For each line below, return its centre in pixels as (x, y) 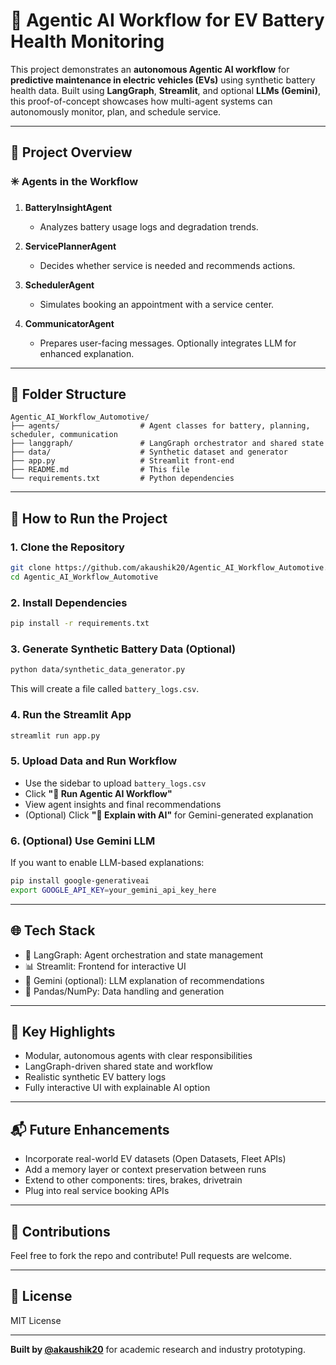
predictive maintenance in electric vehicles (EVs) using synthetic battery (163, 80)
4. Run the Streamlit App (71, 715)
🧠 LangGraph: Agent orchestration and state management (144, 955)
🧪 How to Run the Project (89, 518)
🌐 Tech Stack (53, 930)
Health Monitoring (87, 41)
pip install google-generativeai (80, 880)
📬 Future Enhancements (90, 1129)
